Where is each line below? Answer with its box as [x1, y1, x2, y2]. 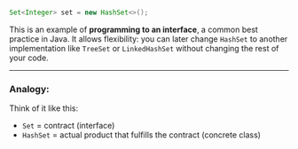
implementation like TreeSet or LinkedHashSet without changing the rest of [9, 43, 279, 53]
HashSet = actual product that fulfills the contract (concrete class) [21, 129, 262, 140]
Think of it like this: [9, 103, 78, 114]
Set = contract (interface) [21, 121, 115, 131]
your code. [9, 52, 49, 63]
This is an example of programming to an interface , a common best [9, 24, 259, 35]
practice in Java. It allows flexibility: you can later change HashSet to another [9, 33, 288, 44]
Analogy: [9, 82, 51, 95]
